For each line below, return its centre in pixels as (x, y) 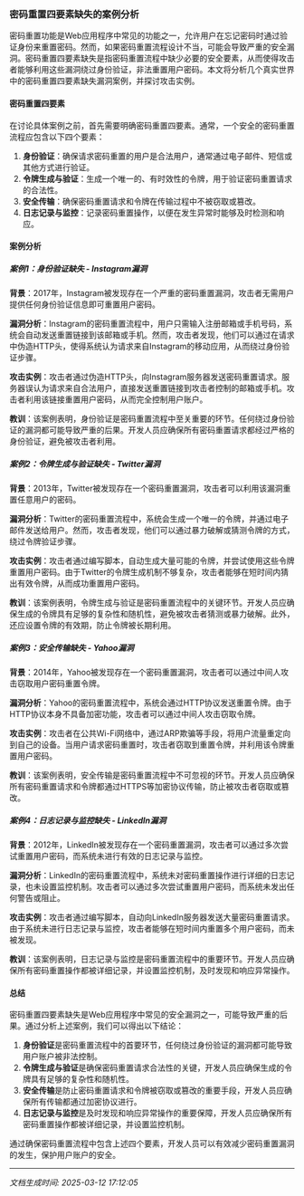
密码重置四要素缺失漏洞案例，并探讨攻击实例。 (112, 81)
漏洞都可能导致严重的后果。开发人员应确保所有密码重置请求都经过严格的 (160, 430)
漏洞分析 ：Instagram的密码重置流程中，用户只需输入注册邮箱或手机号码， (147, 324)
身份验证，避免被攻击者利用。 (65, 442)
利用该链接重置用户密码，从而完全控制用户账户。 (116, 399)
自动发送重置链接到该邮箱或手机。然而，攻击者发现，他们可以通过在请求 (160, 335)
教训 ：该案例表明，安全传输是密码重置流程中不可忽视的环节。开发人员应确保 (152, 775)
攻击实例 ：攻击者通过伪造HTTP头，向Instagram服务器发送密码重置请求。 (146, 377)
